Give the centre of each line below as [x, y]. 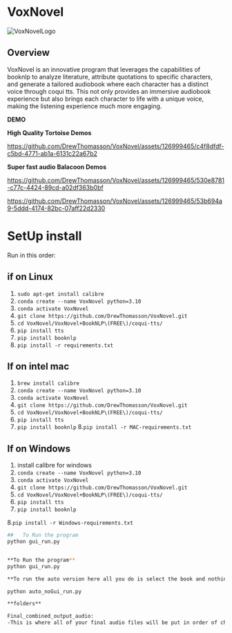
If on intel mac [38, 366]
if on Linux [30, 277]
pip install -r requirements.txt [65, 345]
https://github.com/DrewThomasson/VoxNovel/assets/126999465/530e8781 [116, 180]
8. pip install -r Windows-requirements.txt [70, 523]
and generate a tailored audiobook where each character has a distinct [108, 84]
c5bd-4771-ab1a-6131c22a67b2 [52, 153]
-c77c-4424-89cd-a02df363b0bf [55, 188]
